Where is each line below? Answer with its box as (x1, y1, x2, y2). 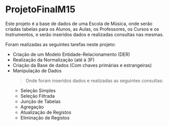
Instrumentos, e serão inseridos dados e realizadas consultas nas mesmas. (5, 31, 164, 37)
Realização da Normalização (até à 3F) (12, 56, 95, 62)
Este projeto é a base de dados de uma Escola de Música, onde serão (5, 20, 153, 27)
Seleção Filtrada (20, 93, 55, 99)
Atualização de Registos (20, 109, 72, 115)
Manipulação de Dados (12, 68, 62, 74)
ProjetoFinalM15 (5, 4, 76, 15)
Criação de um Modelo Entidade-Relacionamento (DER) (12, 51, 131, 57)
